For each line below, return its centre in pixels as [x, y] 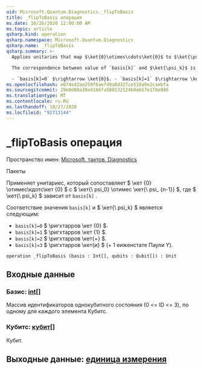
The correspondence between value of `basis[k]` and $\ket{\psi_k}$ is [104, 68]
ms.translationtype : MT [36, 96]
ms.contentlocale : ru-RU [37, 101]
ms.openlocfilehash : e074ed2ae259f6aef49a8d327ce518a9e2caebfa [88, 84]
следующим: [23, 214]
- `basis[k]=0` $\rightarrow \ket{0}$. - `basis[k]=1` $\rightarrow [100, 79]
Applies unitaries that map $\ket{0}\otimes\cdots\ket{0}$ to [92, 57]
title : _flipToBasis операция [44, 18]
